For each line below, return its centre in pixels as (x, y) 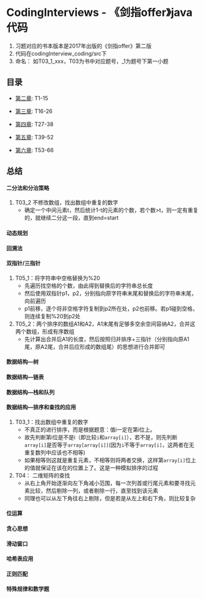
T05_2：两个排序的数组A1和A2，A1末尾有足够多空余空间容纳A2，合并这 (105, 324)
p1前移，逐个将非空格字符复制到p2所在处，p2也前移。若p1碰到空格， (111, 308)
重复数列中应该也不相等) (55, 452)
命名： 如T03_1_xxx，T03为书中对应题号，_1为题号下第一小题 (92, 61)
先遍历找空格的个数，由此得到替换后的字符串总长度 (89, 285)
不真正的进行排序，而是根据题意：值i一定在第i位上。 (90, 429)
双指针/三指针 (24, 263)
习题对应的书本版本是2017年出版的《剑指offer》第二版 (83, 46)
